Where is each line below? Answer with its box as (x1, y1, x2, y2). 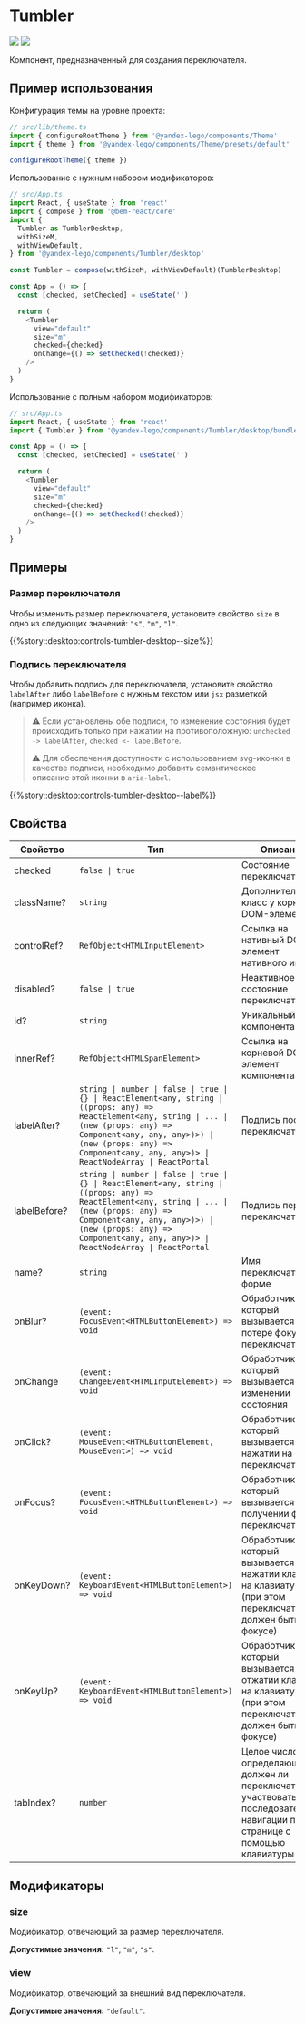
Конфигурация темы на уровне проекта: (9, 105, 166, 116)
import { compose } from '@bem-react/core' (9, 207, 177, 216)
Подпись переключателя (9, 657, 127, 670)
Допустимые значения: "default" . (9, 2005, 146, 2016)
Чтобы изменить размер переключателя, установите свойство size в (9, 607, 280, 619)
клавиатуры (241, 1847, 295, 1860)
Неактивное (241, 971, 295, 983)
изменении (241, 1386, 290, 1399)
